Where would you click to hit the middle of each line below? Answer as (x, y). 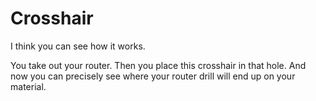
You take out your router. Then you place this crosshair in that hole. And (158, 65)
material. (28, 86)
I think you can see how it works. (78, 46)
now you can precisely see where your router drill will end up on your (153, 76)
